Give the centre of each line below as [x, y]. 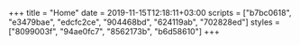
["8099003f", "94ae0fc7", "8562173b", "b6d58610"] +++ [114, 31]
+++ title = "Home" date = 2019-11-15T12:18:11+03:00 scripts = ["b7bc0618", [150, 13]
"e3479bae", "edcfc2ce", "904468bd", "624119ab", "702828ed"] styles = [145, 22]
